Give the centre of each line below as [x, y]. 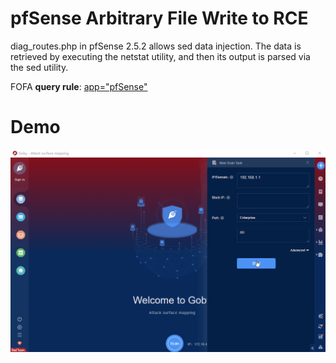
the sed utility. [39, 67]
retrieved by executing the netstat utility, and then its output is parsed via [160, 56]
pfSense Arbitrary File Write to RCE [159, 18]
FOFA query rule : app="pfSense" [79, 86]
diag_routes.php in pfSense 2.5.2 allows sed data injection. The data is [156, 46]
